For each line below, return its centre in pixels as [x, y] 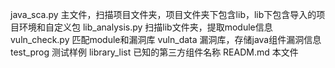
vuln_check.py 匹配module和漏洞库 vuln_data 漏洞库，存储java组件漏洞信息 [166, 39]
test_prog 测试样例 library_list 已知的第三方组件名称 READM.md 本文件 [154, 52]
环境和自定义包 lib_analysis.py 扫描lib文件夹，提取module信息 [145, 27]
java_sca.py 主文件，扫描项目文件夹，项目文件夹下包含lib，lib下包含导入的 [163, 14]
